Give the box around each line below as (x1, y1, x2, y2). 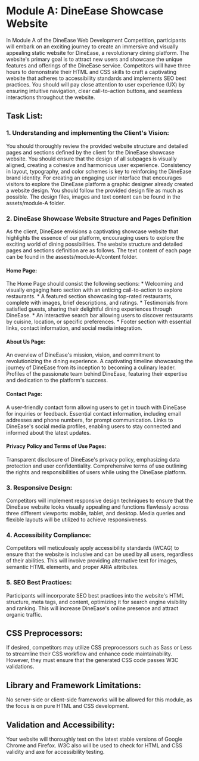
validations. (6, 663, 35, 670)
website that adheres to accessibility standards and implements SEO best (6, 75, 186, 82)
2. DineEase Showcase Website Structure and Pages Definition (6, 214, 192, 222)
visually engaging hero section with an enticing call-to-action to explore (6, 286, 183, 293)
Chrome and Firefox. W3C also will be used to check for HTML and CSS (6, 742, 183, 749)
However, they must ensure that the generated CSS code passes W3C (6, 657, 179, 664)
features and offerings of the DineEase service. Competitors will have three (6, 61, 191, 69)
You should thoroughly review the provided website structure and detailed (6, 142, 188, 150)
